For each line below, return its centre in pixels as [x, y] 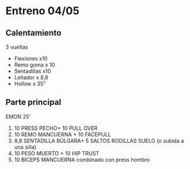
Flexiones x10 [31, 58]
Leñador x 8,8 [31, 77]
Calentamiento [34, 33]
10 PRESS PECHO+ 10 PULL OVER [56, 128]
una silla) [25, 147]
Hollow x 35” [30, 84]
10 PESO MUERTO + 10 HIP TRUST [57, 153]
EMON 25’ [18, 116]
